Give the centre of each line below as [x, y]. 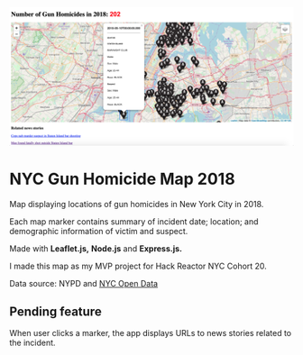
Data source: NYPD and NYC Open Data [84, 283]
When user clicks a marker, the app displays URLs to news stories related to [150, 333]
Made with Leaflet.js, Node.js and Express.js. [96, 248]
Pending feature [55, 311]
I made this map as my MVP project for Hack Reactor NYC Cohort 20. [138, 266]
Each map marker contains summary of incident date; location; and [134, 221]
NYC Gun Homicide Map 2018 [123, 179]
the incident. [32, 343]
